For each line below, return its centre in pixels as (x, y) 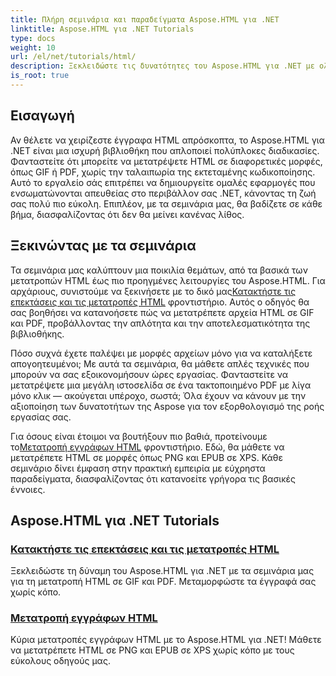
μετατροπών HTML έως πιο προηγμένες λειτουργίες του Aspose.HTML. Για (168, 280)
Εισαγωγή (42, 116)
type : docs (33, 38)
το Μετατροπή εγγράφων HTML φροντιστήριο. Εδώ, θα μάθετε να (147, 447)
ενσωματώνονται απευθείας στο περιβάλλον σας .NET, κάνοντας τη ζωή (163, 193)
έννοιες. (28, 489)
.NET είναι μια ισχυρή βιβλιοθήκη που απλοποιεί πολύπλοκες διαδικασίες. (165, 150)
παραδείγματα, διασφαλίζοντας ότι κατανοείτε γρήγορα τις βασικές (153, 478)
